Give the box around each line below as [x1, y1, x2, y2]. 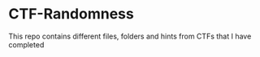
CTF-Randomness [8, 5, 134, 23]
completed [8, 39, 45, 49]
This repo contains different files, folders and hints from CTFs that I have [8, 31, 252, 41]
